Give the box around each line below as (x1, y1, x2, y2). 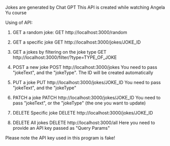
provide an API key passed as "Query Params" (12, 125, 110, 131)
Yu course (5, 10, 27, 16)
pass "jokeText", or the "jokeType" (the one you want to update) (12, 100, 146, 106)
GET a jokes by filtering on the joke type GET (12, 49, 107, 55)
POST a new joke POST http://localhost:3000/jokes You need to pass (12, 64, 157, 70)
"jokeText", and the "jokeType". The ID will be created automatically (12, 69, 153, 76)
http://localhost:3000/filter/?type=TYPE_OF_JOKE (12, 54, 117, 60)
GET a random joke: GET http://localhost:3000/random (12, 29, 127, 35)
